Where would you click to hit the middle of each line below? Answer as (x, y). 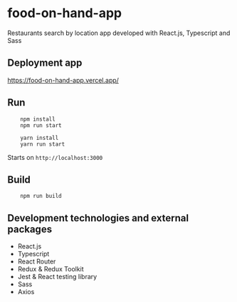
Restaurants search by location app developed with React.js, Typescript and (119, 33)
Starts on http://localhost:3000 (55, 157)
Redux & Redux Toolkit (51, 269)
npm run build (41, 196)
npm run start (41, 125)
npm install (38, 119)
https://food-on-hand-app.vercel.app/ (63, 80)
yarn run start (43, 144)
